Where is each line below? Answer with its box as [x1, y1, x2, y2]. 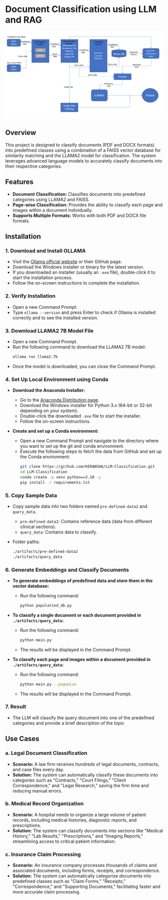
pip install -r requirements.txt [20, 480, 90, 485]
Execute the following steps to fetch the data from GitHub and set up [20, 448, 162, 455]
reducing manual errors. [12, 788, 63, 794]
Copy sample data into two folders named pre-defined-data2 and [12, 503, 148, 509]
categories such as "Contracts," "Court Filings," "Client [12, 777, 126, 783]
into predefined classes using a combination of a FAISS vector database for [5, 147, 161, 153]
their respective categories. [5, 163, 62, 169]
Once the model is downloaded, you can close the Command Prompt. [12, 363, 156, 369]
